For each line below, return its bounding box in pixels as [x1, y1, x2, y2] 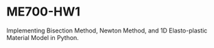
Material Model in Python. [6, 33, 80, 41]
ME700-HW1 [6, 4, 80, 20]
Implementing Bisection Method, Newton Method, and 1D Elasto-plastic [6, 26, 208, 34]
